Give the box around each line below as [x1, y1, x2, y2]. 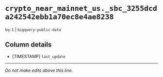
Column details [5, 41, 52, 49]
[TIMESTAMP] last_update [12, 53, 65, 59]
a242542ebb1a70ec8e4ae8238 [5, 13, 114, 22]
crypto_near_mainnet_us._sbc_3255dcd [5, 4, 158, 13]
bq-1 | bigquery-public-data [5, 26, 62, 32]
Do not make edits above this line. [5, 67, 73, 73]
